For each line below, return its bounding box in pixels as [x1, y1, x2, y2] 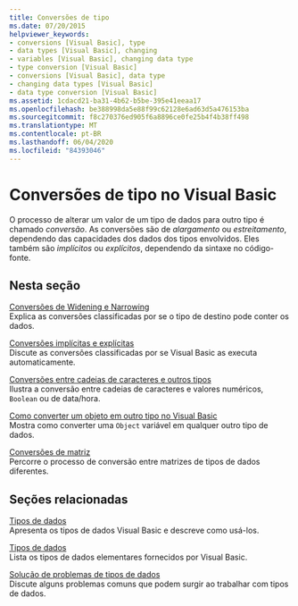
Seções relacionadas [9, 492, 128, 507]
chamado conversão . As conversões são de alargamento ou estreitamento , [9, 223, 287, 234]
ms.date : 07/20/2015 [9, 21, 87, 30]
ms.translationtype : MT [9, 122, 98, 130]
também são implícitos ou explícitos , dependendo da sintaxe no [9, 242, 244, 253]
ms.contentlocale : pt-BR [9, 130, 102, 139]
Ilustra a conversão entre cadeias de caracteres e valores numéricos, [9, 383, 264, 394]
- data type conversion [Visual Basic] [9, 88, 158, 97]
